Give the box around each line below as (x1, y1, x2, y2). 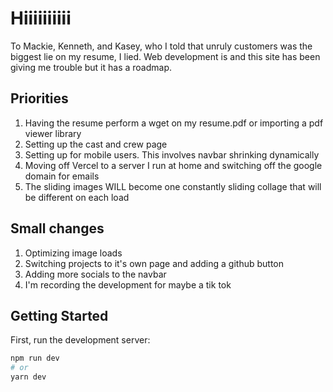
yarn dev (10, 372, 47, 382)
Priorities (10, 90, 69, 107)
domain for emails (24, 170, 100, 182)
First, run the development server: (10, 334, 151, 346)
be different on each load (24, 191, 130, 203)
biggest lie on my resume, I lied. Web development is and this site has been (10, 50, 321, 62)
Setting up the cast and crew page (24, 138, 168, 150)
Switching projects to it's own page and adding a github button (24, 257, 284, 269)
